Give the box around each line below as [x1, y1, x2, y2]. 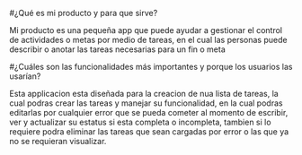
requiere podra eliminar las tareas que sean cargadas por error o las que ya [9, 126, 289, 137]
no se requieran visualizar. [9, 136, 107, 146]
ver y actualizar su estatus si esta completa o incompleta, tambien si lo [9, 116, 271, 127]
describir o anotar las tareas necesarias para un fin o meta [9, 44, 226, 55]
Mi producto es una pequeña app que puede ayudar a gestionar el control [9, 25, 283, 35]
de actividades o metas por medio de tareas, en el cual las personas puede [9, 35, 288, 45]
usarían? [9, 71, 41, 82]
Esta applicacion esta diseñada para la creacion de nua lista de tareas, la [9, 89, 279, 99]
